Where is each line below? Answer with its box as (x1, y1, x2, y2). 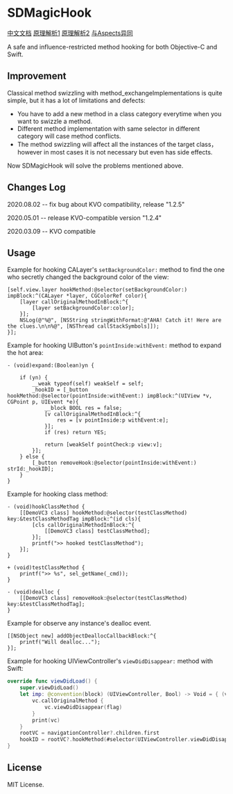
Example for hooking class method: (7, 490, 108, 498)
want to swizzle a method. (17, 117, 92, 125)
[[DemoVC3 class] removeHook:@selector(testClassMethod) (19, 595, 188, 602)
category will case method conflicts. (17, 132, 121, 140)
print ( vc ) (32, 717, 60, 724)
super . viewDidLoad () (19, 684, 79, 692)
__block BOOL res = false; (44, 405, 123, 412)
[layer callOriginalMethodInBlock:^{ (19, 299, 129, 305)
